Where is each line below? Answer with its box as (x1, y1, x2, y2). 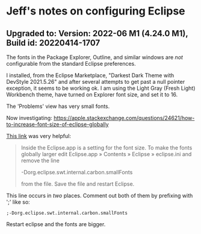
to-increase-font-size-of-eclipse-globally (6, 121, 110, 128)
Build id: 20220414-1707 (6, 37, 100, 48)
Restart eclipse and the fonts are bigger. (6, 221, 106, 227)
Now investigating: (6, 115, 52, 121)
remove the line (20, 157, 60, 164)
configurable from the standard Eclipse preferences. (6, 60, 137, 67)
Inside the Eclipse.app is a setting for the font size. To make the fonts (20, 144, 193, 151)
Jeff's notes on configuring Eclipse (6, 4, 185, 18)
